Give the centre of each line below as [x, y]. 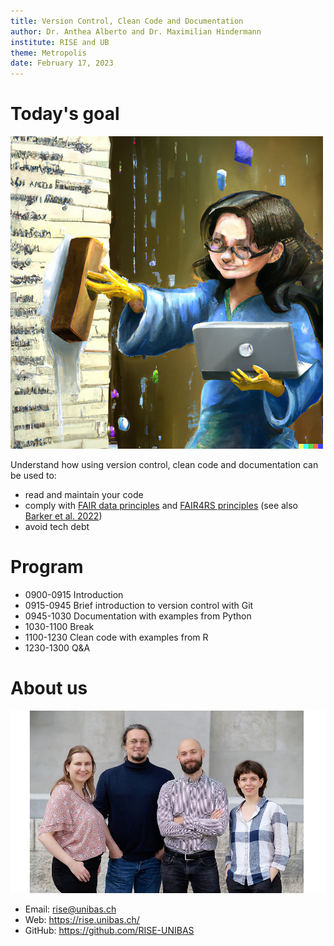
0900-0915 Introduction [74, 594]
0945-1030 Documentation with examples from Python [138, 616]
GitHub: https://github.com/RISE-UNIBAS [109, 930]
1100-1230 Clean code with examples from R [116, 637]
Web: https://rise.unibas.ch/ [82, 919]
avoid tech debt [57, 527]
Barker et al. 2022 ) [63, 516]
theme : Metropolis [48, 53]
